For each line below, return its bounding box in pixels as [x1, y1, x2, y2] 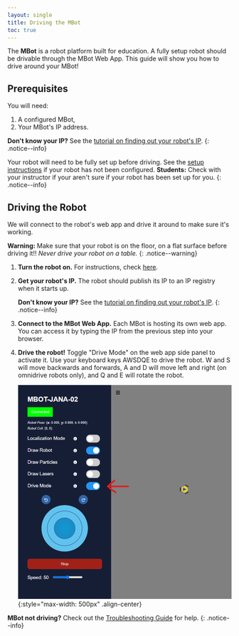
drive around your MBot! [7, 62, 79, 70]
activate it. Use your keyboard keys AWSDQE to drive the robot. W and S [17, 356, 231, 364]
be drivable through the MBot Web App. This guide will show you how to [7, 54, 219, 63]
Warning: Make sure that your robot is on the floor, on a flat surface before [7, 242, 228, 250]
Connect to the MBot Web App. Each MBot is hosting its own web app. [17, 319, 227, 327]
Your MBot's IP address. [17, 123, 89, 132]
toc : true [7, 26, 37, 33]
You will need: [7, 102, 48, 110]
